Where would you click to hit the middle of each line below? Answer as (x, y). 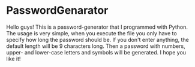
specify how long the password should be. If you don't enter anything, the (97, 39)
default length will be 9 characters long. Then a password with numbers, (96, 46)
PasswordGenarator (57, 10)
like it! (13, 59)
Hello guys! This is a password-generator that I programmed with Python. (97, 27)
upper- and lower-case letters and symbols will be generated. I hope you (96, 52)
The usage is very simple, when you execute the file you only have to (91, 33)
